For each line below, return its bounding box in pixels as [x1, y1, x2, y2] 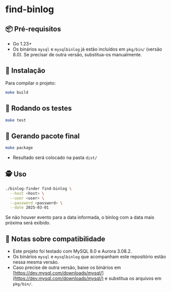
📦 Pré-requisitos [5, 25, 61, 33]
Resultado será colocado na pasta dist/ [12, 154, 97, 161]
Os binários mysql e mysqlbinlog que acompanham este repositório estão [12, 254, 166, 260]
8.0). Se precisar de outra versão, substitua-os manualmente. [12, 52, 142, 57]
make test [5, 118, 27, 123]
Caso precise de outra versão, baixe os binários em [12, 264, 121, 271]
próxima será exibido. [5, 220, 51, 226]
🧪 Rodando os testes [5, 104, 72, 113]
